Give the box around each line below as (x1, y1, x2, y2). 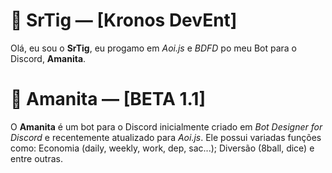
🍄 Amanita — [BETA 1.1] (10, 88, 206, 111)
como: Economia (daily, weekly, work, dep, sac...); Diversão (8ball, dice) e (10, 142, 315, 154)
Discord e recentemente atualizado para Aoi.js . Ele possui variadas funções (10, 131, 322, 143)
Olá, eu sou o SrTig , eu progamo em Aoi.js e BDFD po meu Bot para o (10, 42, 297, 54)
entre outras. (10, 152, 63, 164)
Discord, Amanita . (10, 52, 87, 64)
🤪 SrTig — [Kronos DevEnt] (10, 9, 238, 32)
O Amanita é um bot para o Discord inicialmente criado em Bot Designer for (10, 120, 323, 133)
